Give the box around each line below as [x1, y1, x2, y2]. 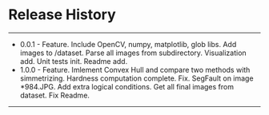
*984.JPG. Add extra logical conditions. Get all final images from [19, 81, 235, 91]
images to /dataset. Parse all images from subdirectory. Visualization [19, 48, 247, 57]
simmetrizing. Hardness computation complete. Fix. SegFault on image [19, 73, 254, 83]
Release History [8, 6, 116, 24]
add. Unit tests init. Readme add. [19, 56, 128, 65]
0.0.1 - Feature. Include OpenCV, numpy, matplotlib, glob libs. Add [19, 39, 237, 49]
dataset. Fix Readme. [19, 90, 90, 100]
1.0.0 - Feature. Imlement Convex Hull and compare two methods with [19, 65, 251, 74]
